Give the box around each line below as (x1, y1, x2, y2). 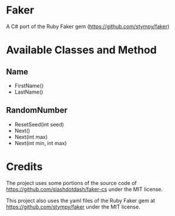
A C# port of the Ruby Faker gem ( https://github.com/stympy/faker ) (6, 23, 170, 30)
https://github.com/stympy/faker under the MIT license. (6, 203, 140, 210)
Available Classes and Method (6, 43, 157, 57)
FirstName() (14, 82, 44, 89)
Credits (6, 160, 43, 173)
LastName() (14, 88, 43, 95)
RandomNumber (6, 105, 68, 115)
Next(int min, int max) (14, 139, 67, 146)
